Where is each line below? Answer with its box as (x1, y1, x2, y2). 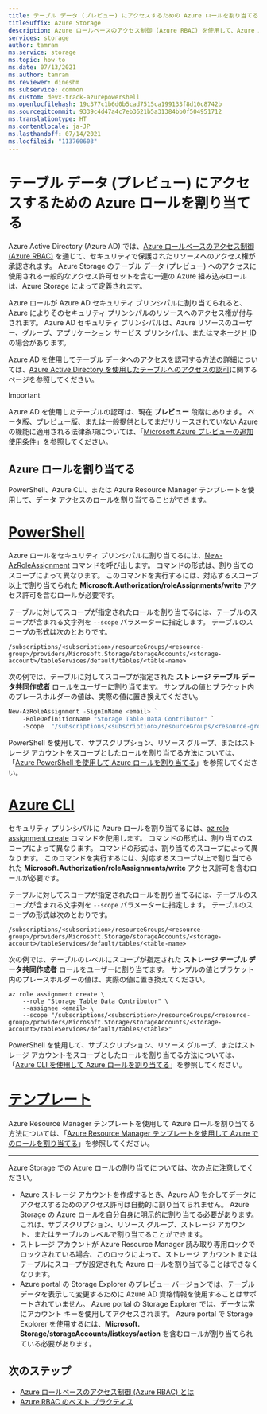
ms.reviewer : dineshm (8, 78, 80, 86)
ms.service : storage (8, 49, 77, 56)
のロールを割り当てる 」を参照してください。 (8, 1138, 155, 1148)
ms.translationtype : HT (8, 115, 87, 123)
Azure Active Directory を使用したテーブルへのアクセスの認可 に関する (29, 365, 258, 375)
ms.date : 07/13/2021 (8, 64, 77, 72)
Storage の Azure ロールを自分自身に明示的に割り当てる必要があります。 (19, 1210, 258, 1219)
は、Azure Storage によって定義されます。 (8, 282, 147, 291)
